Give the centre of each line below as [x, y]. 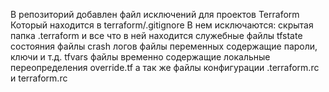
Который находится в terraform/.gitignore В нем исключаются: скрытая [162, 25]
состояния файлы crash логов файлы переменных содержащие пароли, [164, 46]
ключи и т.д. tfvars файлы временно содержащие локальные [140, 57]
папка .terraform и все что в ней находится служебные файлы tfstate [156, 35]
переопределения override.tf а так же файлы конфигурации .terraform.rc [165, 67]
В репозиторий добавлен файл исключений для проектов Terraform [155, 14]
